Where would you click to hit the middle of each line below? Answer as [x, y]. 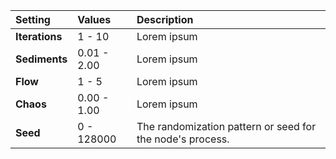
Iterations [39, 36]
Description [165, 19]
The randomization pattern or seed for [226, 126]
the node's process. [183, 139]
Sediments [41, 59]
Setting [33, 19]
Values [94, 19]
